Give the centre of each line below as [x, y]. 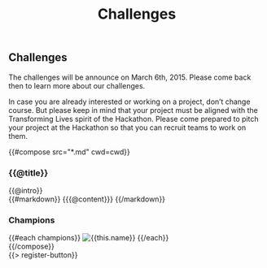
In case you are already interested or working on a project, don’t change [129, 102]
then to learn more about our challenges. [77, 85]
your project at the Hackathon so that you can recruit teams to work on [127, 128]
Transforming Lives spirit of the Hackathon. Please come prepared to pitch [133, 119]
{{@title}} [28, 173]
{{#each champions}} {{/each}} [89, 238]
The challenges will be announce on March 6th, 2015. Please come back [130, 77]
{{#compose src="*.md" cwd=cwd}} [69, 152]
